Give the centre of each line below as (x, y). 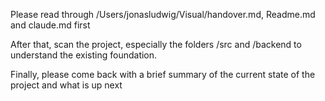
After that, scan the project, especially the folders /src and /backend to (156, 44)
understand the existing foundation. (84, 55)
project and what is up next (66, 85)
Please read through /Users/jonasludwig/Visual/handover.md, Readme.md (163, 14)
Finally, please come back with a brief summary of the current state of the (163, 74)
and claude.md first (50, 25)
